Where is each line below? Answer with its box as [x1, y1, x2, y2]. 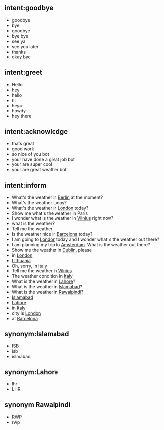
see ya [11, 38, 26, 44]
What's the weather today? [11, 200, 67, 206]
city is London [11, 310, 41, 316]
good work [11, 146, 34, 152]
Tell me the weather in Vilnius [11, 268, 72, 274]
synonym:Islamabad [4, 329, 69, 338]
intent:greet [4, 68, 43, 77]
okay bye [11, 54, 31, 60]
